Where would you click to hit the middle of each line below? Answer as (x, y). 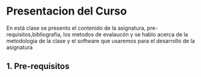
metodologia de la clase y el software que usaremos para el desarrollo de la (101, 41)
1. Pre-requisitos (38, 66)
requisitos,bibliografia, (34, 34)
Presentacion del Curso (67, 11)
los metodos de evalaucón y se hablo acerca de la (126, 34)
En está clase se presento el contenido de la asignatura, (76, 28)
